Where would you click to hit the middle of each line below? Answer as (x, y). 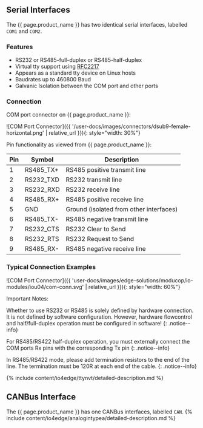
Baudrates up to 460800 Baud (53, 80)
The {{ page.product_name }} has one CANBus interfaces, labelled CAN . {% (99, 412)
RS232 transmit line (94, 180)
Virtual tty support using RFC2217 (57, 67)
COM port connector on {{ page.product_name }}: (69, 115)
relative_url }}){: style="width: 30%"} (95, 133)
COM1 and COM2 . (24, 31)
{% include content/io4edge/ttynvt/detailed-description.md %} (85, 378)
